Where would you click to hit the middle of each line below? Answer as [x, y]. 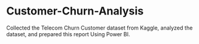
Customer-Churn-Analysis [75, 11]
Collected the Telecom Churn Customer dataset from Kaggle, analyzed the [99, 28]
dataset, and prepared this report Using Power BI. [68, 34]
